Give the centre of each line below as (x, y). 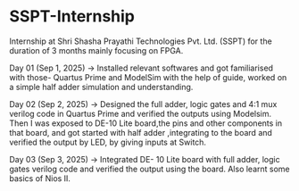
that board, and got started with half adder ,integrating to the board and (141, 132)
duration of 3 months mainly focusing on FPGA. (96, 50)
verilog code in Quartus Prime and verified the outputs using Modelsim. (141, 113)
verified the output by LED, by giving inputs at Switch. (108, 142)
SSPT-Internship (72, 17)
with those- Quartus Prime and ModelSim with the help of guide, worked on (148, 77)
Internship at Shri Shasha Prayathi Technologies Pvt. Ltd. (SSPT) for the (141, 41)
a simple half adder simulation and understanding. (101, 87)
